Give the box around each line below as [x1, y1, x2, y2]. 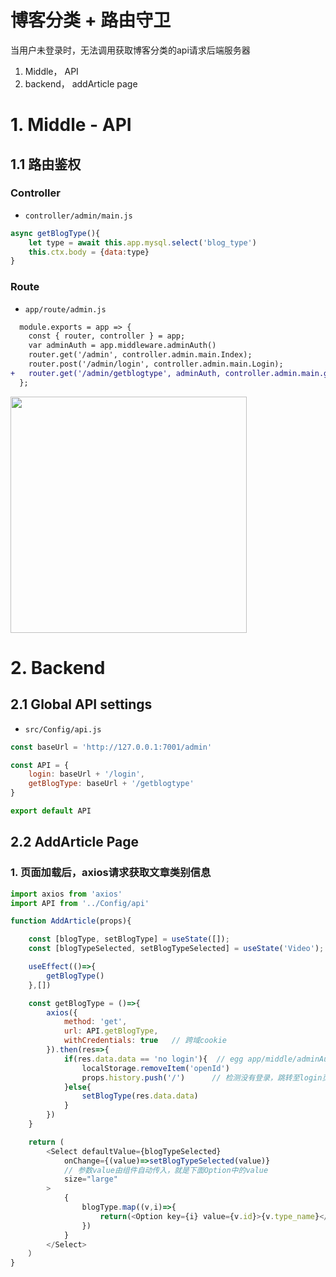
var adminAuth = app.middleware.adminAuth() [28, 341, 217, 351]
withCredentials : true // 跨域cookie [63, 1036, 227, 1046]
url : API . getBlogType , [63, 1026, 159, 1036]
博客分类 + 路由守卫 [10, 9, 172, 32]
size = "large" [63, 1174, 118, 1185]
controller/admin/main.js [24, 211, 133, 221]
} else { [63, 1082, 92, 1092]
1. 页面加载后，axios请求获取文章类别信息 [10, 866, 212, 880]
